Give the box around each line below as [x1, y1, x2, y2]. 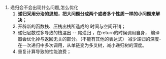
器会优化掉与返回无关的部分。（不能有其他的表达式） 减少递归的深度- [17, 36, 161, 42]
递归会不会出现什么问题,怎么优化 [10, 5, 79, 10]
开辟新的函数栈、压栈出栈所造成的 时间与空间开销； [17, 23, 126, 29]
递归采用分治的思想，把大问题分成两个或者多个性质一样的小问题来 [17, 11, 156, 17]
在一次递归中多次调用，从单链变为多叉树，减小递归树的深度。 [17, 42, 147, 48]
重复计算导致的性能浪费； [17, 48, 72, 54]
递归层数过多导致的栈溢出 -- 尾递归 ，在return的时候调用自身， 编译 [17, 30, 160, 35]
